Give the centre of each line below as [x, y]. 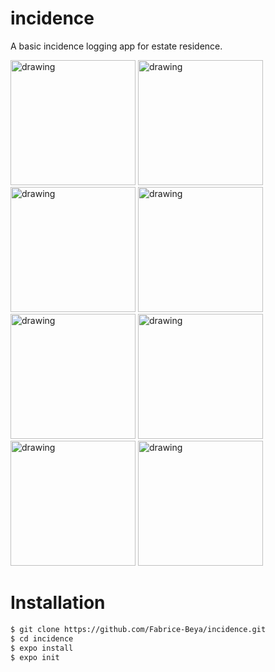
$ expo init [35, 657]
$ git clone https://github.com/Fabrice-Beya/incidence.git [138, 629]
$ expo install [42, 648]
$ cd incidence [42, 638]
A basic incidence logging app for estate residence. [116, 46]
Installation [58, 603]
